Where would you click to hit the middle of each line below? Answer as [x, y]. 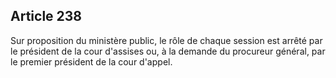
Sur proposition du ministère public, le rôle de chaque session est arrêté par [166, 40]
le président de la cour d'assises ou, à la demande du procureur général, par [168, 51]
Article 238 [46, 16]
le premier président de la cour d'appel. [91, 61]
